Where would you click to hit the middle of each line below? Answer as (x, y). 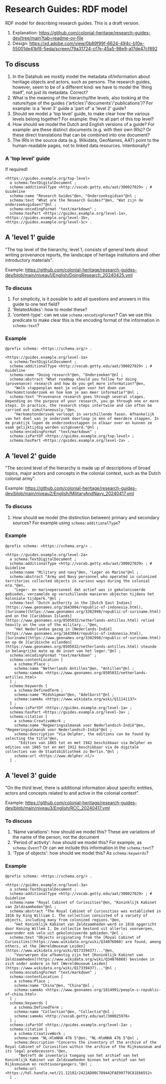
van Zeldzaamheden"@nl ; (31, 907)
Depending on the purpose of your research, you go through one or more (82, 401)
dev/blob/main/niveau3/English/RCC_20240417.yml (58, 808)
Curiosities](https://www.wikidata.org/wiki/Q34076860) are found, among (83, 942)
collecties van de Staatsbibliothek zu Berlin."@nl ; (62, 751)
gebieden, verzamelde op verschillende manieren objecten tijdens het (80, 594)
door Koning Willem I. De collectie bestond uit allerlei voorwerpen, (80, 929)
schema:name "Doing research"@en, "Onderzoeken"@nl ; (66, 375)
